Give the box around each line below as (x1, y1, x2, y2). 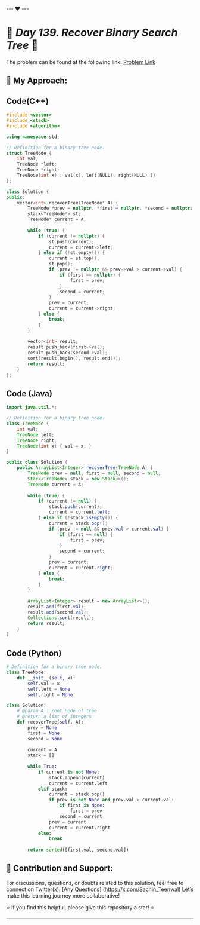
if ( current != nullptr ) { (37, 233, 105, 239)
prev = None (27, 724, 58, 731)
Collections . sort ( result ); (27, 615, 95, 621)
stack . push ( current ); (48, 504, 102, 510)
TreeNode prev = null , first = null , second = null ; (27, 470, 161, 477)
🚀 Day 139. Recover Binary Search (6, 26, 178, 39)
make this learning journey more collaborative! (6, 892, 120, 899)
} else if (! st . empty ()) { (37, 250, 105, 256)
